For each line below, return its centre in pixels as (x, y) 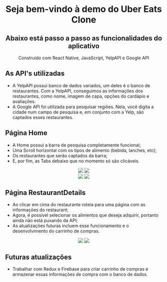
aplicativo (84, 46)
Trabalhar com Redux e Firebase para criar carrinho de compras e (80, 269)
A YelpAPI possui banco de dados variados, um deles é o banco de (81, 85)
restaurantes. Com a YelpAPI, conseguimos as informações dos (78, 91)
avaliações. (24, 101)
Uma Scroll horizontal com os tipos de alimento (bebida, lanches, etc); (84, 150)
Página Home (26, 133)
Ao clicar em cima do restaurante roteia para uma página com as (79, 205)
